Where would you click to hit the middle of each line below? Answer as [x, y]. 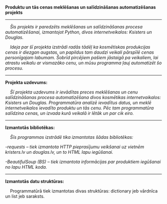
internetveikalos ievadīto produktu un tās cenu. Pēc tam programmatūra [80, 108]
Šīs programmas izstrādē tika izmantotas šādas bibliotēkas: [71, 137]
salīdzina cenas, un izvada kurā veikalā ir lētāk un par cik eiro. [70, 113]
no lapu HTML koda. [26, 167]
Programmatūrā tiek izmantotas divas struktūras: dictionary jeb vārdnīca [84, 191]
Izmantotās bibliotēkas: [30, 127]
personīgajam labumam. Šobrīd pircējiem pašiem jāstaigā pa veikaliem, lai [82, 57]
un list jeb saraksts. [25, 196]
